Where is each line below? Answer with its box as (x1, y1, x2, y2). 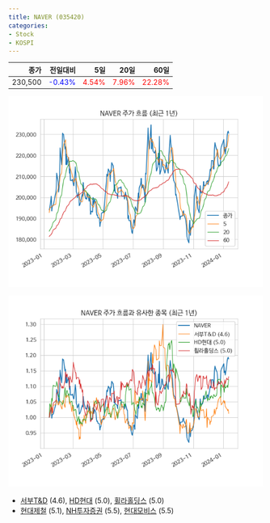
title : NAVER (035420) (8, 13, 85, 21)
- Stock (8, 30, 35, 38)
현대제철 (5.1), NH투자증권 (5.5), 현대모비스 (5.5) (19, 505, 175, 515)
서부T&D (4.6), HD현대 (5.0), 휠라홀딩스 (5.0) (19, 496, 165, 505)
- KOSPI (8, 39, 35, 47)
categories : (8, 21, 49, 30)
